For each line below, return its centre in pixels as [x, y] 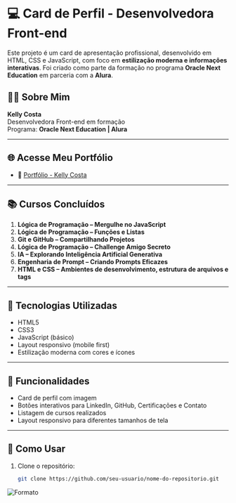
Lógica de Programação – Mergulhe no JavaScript [92, 225]
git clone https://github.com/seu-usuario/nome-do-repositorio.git [118, 478]
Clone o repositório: [46, 466]
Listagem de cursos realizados [62, 413]
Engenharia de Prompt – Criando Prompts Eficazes [93, 262]
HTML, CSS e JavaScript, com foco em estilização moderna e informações [117, 60]
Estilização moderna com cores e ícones [76, 353]
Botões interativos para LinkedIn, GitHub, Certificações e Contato [112, 405]
